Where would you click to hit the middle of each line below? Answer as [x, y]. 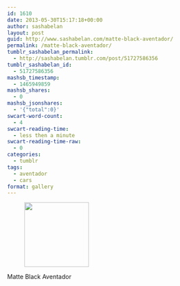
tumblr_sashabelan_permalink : [50, 52]
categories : [24, 155]
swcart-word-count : [35, 116]
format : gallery [30, 187]
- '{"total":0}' [36, 110]
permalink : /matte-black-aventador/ [59, 45]
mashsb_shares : [29, 90]
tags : [15, 167]
